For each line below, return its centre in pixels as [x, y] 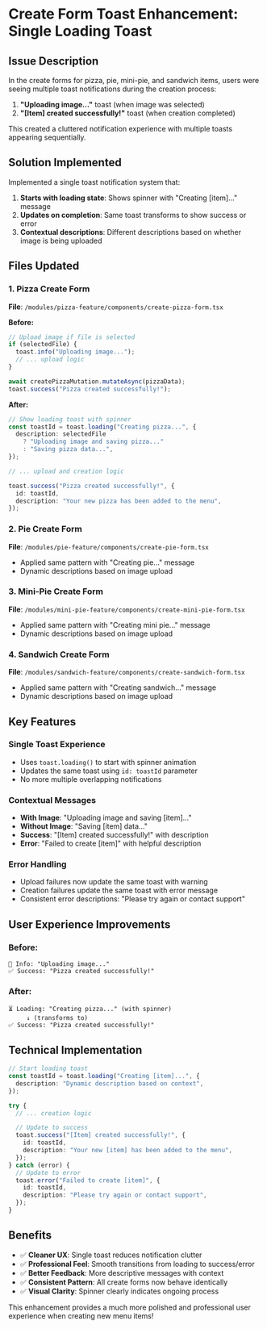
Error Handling [38, 864]
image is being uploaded [61, 240]
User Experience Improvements [90, 924]
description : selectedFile [61, 434]
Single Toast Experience [57, 745]
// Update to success [52, 1128]
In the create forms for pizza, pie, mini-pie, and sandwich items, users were [134, 80]
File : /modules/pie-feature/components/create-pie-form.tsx [109, 546]
